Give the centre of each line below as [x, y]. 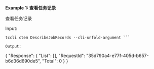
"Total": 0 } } [55, 61]
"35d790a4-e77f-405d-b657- [117, 55]
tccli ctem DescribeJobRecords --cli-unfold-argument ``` [68, 37]
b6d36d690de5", [23, 61]
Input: [11, 28]
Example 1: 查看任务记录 [31, 8]
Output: [13, 46]
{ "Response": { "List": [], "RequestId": [45, 55]
